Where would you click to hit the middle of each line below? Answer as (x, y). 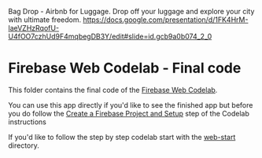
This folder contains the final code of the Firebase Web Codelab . (113, 90)
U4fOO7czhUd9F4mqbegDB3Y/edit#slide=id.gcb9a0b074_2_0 (110, 36)
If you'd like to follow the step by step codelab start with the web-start (122, 137)
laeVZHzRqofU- (34, 28)
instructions (28, 122)
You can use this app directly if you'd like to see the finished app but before (131, 105)
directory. (24, 145)
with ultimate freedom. (44, 20)
